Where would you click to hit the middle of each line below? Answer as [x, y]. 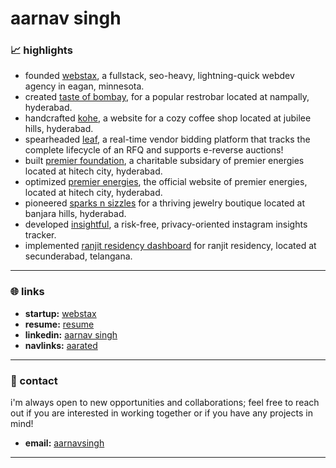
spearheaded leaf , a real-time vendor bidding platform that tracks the [167, 139]
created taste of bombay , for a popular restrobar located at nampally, [167, 97]
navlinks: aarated [61, 345]
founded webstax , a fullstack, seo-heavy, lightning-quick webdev [159, 76]
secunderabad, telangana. [78, 256]
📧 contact [34, 380]
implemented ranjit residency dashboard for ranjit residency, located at [170, 246]
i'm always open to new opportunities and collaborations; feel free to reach [165, 403]
